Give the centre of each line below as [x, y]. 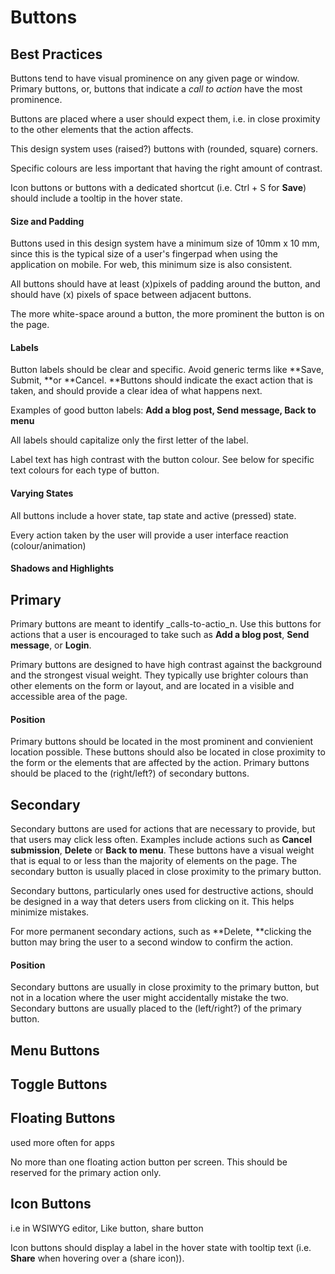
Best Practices [56, 54]
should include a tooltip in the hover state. [96, 198]
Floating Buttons [63, 1118]
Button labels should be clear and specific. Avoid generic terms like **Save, [167, 370]
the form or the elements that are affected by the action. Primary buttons [160, 763]
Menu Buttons [55, 1050]
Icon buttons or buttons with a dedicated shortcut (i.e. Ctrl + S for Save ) [158, 187]
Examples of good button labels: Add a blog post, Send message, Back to [163, 410]
